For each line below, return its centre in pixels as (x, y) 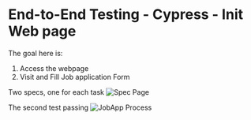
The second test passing (49, 107)
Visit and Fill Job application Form (75, 77)
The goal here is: (36, 53)
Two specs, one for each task (56, 92)
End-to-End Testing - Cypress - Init (126, 15)
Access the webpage (54, 68)
